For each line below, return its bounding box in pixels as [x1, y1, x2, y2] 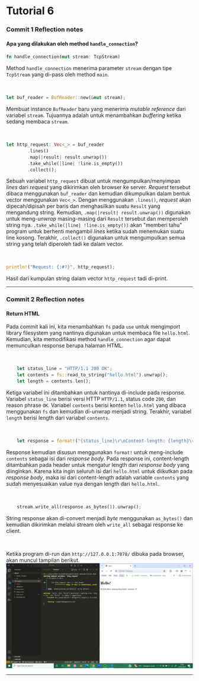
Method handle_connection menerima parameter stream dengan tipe [6, 65, 172, 72]
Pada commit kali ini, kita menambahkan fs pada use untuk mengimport [6, 323, 181, 330]
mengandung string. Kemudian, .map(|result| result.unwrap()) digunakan [6, 209, 191, 216]
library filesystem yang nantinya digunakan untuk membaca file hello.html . [6, 329, 191, 336]
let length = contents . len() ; [17, 378, 92, 384]
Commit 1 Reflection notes [6, 26, 84, 34]
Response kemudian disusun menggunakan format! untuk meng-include [6, 448, 184, 456]
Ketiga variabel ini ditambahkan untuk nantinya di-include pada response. [6, 389, 185, 396]
